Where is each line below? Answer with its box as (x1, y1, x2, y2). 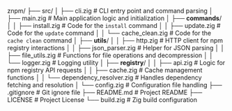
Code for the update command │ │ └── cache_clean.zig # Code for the (7, 29, 211, 37)
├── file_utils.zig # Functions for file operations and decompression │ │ (7, 51, 214, 59)
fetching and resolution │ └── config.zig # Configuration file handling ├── (7, 81, 222, 89)
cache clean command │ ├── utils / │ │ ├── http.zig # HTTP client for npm (7, 36, 224, 45)
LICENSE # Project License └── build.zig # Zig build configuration (7, 96, 197, 104)
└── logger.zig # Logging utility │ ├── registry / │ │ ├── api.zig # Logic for (7, 59, 226, 66)
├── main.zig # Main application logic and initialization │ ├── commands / (7, 14, 222, 22)
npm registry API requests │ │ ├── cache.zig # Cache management (7, 66, 203, 74)
